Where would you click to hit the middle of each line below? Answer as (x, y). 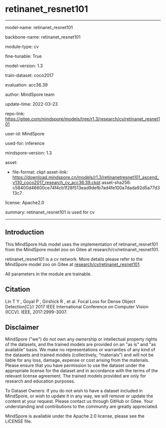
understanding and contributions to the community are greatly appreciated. (82, 407)
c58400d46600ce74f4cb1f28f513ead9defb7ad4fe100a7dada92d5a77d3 (86, 188)
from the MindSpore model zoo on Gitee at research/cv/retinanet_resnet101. (82, 249)
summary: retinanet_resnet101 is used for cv (50, 212)
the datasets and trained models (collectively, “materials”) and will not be (80, 355)
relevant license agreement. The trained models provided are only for (76, 376)
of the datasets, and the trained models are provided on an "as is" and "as (81, 344)
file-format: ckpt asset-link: (40, 172)
